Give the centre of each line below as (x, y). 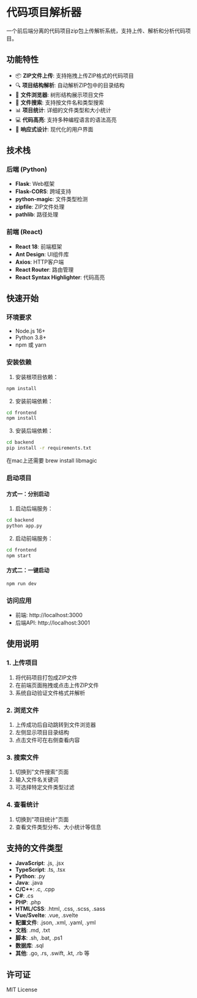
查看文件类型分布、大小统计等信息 (58, 827)
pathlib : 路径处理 (37, 215)
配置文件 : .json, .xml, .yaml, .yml (55, 923)
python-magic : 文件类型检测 (51, 199)
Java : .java (29, 883)
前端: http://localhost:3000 (49, 615)
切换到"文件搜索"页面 (42, 772)
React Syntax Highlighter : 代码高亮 (60, 277)
